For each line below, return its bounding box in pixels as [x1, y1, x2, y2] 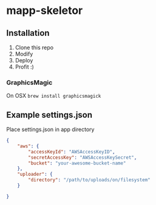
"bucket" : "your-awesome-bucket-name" [28, 160, 126, 166]
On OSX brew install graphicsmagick [6, 92, 101, 99]
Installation [6, 28, 50, 38]
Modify [15, 50, 33, 58]
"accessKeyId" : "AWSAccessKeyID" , [28, 149, 115, 155]
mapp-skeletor [6, 4, 83, 18]
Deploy [15, 57, 33, 64]
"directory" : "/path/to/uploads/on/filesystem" [28, 177, 151, 183]
